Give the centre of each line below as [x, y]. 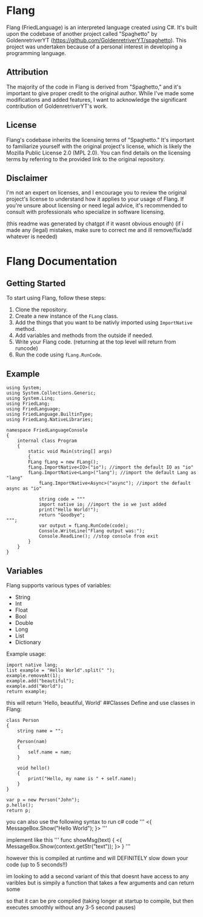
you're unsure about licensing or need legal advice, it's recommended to [97, 205]
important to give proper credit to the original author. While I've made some [100, 93]
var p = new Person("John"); [43, 800]
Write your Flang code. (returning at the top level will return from [95, 342]
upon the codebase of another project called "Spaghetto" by [82, 33]
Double [24, 623]
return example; [27, 692]
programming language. [36, 53]
